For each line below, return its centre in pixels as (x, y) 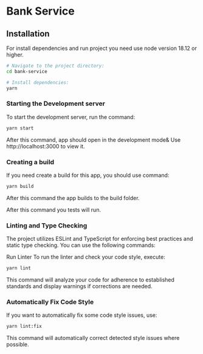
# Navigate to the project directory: (55, 66)
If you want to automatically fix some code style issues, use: (82, 315)
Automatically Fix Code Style (50, 302)
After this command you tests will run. (54, 210)
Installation (28, 34)
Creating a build (30, 162)
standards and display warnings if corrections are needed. (80, 286)
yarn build (20, 186)
